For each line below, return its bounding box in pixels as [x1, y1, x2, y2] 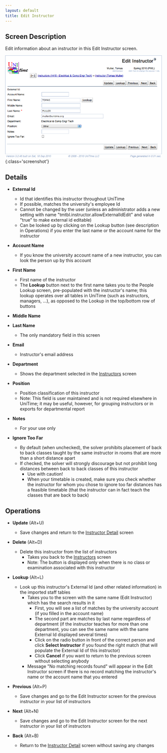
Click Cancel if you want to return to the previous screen [34, 652, 151, 658]
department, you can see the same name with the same [34, 626, 149, 632]
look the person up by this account [19, 257, 91, 263]
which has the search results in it [27, 600, 95, 606]
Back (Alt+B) [12, 733, 39, 739]
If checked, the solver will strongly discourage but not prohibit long [19, 461, 158, 467]
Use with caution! [27, 471, 63, 477]
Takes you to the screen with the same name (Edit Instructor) [27, 594, 153, 600]
